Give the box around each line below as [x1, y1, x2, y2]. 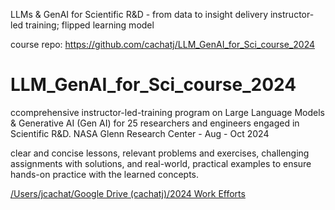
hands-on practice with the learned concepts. [10, 168, 200, 180]
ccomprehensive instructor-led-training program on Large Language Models [10, 106, 325, 118]
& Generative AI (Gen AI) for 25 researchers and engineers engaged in [10, 117, 300, 129]
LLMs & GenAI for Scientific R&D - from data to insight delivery [10, 9, 269, 20]
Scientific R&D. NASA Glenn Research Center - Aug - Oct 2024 [10, 127, 270, 139]
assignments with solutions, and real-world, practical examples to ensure [10, 157, 312, 169]
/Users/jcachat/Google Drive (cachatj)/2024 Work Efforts [10, 187, 246, 199]
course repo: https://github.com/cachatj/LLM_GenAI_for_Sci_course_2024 [10, 39, 315, 50]
